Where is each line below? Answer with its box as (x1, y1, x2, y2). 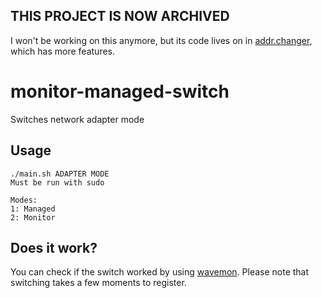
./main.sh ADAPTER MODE (10, 169, 110, 179)
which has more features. (10, 45, 116, 57)
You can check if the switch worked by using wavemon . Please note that (10, 266, 310, 278)
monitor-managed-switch (10, 80, 230, 103)
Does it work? (10, 239, 98, 256)
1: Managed (10, 204, 56, 214)
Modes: (10, 195, 38, 205)
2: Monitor (10, 212, 56, 223)
